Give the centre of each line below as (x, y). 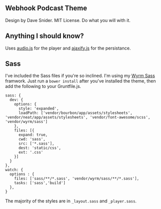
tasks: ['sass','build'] (40, 183)
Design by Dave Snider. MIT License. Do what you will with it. (68, 20)
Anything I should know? (45, 36)
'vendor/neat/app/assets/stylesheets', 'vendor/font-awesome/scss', (78, 117)
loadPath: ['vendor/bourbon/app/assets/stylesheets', (76, 113)
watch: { (14, 170)
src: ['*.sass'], (36, 144)
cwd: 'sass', (32, 139)
